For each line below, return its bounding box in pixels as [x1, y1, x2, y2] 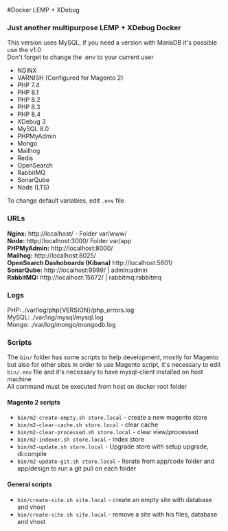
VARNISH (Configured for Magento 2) [16, 74, 124, 82]
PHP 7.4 [16, 81, 40, 89]
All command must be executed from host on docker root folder [7, 383, 187, 391]
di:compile [16, 450, 47, 458]
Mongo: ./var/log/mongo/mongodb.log [7, 320, 116, 328]
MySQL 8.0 [16, 125, 49, 133]
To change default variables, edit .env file [7, 196, 125, 205]
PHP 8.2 [16, 95, 41, 104]
